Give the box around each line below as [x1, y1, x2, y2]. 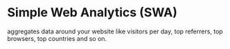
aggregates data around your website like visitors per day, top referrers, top [7, 27, 223, 35]
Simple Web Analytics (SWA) [7, 5, 178, 20]
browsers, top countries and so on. [7, 34, 107, 42]
